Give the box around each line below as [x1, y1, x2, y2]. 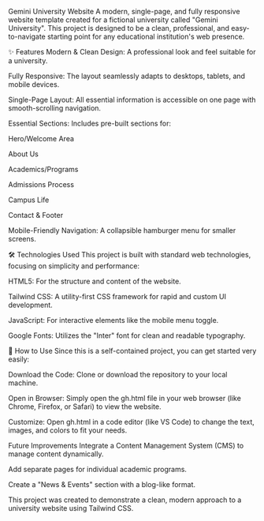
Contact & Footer [8, 211, 64, 219]
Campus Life [8, 195, 50, 204]
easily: [8, 354, 30, 364]
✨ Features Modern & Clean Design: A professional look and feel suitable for [8, 47, 256, 56]
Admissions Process [8, 180, 75, 189]
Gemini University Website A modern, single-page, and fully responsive [8, 7, 240, 16]
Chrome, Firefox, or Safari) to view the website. [8, 402, 162, 411]
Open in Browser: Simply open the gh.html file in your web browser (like [8, 394, 242, 403]
